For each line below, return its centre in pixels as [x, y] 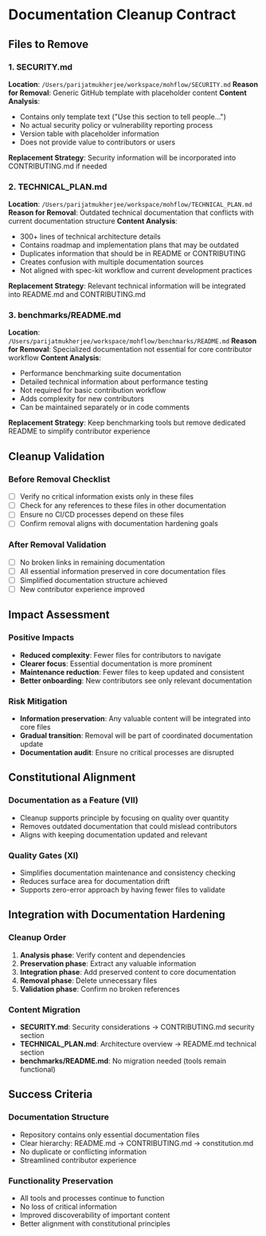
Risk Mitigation [38, 701]
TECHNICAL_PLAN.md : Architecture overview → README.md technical [138, 1044]
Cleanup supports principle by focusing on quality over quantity [124, 818]
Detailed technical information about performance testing [114, 382]
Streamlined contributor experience [78, 1160]
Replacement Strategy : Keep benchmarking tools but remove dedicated [127, 423]
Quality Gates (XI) [43, 855]
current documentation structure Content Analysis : [93, 221]
